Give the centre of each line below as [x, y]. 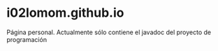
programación [27, 39]
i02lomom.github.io [65, 13]
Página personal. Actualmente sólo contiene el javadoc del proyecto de [109, 32]
